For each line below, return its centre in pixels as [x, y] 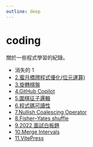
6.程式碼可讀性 [33, 105]
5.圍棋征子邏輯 [32, 98]
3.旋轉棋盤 [27, 84]
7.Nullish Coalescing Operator [51, 112]
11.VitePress [29, 138]
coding [24, 40]
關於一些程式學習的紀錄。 [37, 57]
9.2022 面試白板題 [37, 125]
